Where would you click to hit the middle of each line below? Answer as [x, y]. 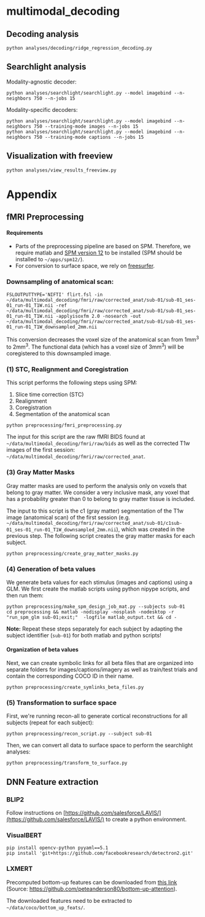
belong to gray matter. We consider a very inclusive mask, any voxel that [98, 492]
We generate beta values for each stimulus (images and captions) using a [99, 582]
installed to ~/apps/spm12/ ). [49, 259]
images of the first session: [41, 450]
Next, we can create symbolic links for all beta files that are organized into [100, 663]
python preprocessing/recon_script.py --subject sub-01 [79, 734]
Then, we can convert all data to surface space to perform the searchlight [100, 746]
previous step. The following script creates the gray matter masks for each [101, 535]
